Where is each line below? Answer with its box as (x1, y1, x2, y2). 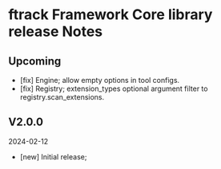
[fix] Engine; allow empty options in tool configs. (19, 76, 180, 84)
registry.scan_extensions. (19, 92, 105, 101)
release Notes (8, 22, 103, 41)
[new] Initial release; (19, 151, 87, 161)
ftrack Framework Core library (8, 6, 213, 24)
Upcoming (8, 54, 62, 68)
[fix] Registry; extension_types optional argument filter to (19, 84, 208, 93)
